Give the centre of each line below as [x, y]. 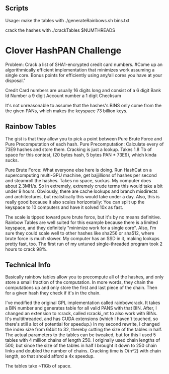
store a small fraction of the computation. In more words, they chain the [79, 282]
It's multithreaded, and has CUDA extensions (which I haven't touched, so [82, 319]
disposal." [16, 81]
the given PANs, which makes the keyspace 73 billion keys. [66, 111]
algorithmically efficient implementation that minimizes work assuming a [80, 69]
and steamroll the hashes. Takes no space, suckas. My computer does [78, 180]
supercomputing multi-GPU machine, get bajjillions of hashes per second [81, 175]
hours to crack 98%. [26, 249]
